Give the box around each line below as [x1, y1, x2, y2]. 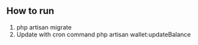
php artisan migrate [16, 23, 72, 31]
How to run [6, 5, 55, 17]
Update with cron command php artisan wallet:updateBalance [16, 30, 191, 38]
